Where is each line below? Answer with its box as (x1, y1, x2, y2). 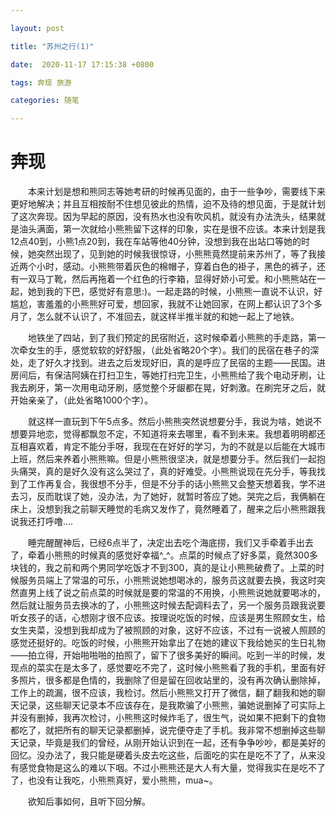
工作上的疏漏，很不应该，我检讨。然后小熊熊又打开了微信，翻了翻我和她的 (10, 687, 317, 699)
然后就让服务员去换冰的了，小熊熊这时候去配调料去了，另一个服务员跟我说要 (10, 599, 326, 611)
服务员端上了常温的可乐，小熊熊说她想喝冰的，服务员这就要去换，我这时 (18, 574, 317, 586)
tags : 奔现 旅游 (10, 77, 72, 88)
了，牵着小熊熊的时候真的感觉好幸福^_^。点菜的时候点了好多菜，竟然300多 (10, 549, 318, 561)
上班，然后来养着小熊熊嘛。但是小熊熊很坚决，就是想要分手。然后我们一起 (10, 453, 317, 465)
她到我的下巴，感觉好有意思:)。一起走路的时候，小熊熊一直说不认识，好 (27, 286, 323, 298)
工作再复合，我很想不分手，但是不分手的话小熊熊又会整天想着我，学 (27, 478, 308, 490)
